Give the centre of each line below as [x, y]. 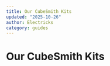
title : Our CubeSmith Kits [39, 11]
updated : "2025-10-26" [34, 17]
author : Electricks [30, 22]
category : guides [27, 28]
